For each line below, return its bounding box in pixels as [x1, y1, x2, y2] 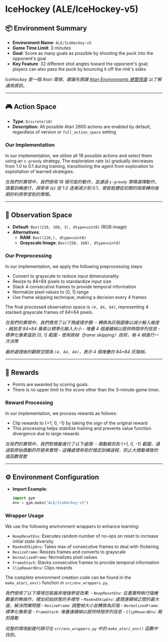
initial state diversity [12, 538, 54, 544]
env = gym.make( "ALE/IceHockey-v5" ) [12, 501, 89, 506]
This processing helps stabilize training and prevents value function [12, 425, 152, 431]
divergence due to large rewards [12, 431, 80, 437]
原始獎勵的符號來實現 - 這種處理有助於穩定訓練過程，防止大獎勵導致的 [13, 447, 159, 453]
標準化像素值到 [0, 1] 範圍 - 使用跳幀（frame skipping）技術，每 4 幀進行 [5, 332, 155, 338]
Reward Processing [5, 399, 53, 406]
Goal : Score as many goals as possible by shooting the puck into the [12, 50, 154, 56]
